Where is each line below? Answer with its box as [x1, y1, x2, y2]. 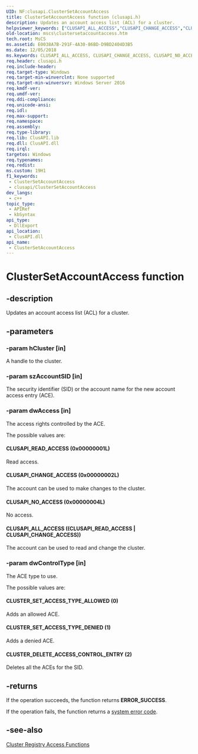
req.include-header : [6, 63, 57, 70]
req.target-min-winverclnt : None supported [6, 74, 115, 80]
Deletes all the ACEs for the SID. [6, 664, 84, 671]
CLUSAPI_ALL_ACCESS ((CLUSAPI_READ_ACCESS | [6, 525, 136, 532]
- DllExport [8, 223, 38, 229]
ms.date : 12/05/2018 [6, 47, 57, 53]
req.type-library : [6, 129, 51, 136]
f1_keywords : [6, 174, 38, 179]
